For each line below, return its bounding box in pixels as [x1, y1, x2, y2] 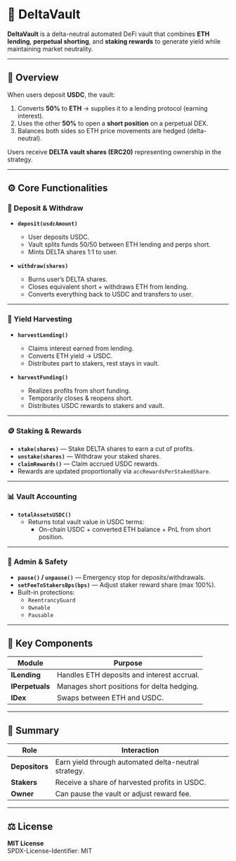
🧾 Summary [7, 724, 60, 736]
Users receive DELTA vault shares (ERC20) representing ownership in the [7, 147, 222, 156]
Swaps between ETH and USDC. [56, 693, 164, 703]
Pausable [27, 612, 54, 619]
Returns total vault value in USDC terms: [27, 518, 145, 526]
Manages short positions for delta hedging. [56, 681, 199, 691]
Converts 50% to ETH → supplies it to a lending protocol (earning [17, 104, 208, 112]
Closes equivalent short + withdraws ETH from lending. [27, 283, 188, 291]
